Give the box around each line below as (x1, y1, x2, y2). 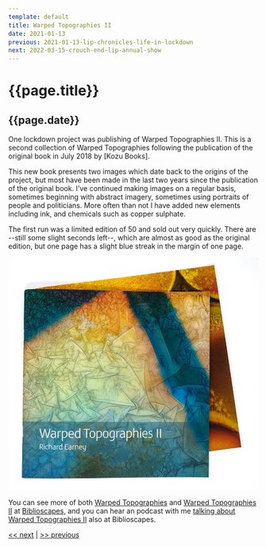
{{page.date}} (8, 113, 80, 127)
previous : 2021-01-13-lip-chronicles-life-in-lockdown (8, 38, 194, 46)
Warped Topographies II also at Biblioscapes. (8, 514, 156, 525)
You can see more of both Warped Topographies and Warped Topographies (8, 498, 256, 507)
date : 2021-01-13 (8, 29, 66, 37)
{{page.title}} (8, 82, 99, 100)
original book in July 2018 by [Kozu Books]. (8, 151, 150, 161)
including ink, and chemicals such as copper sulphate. (8, 209, 187, 219)
